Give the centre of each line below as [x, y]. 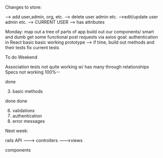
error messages [29, 121]
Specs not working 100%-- [33, 72]
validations [23, 111]
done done [16, 101]
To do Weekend [21, 57]
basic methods [28, 91]
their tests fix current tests [32, 47]
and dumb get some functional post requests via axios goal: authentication [81, 37]
